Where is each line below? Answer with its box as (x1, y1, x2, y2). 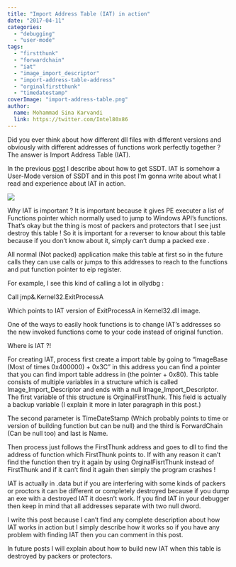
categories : (7, 23, 43, 30)
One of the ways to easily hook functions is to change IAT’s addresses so (7, 320, 221, 328)
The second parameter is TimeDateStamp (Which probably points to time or (7, 414, 229, 422)
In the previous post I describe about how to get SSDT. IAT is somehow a (7, 164, 220, 172)
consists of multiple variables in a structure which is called (7, 377, 179, 386)
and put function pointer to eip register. (7, 265, 122, 274)
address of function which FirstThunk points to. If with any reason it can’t (7, 450, 221, 459)
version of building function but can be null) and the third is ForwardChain (7, 421, 223, 430)
